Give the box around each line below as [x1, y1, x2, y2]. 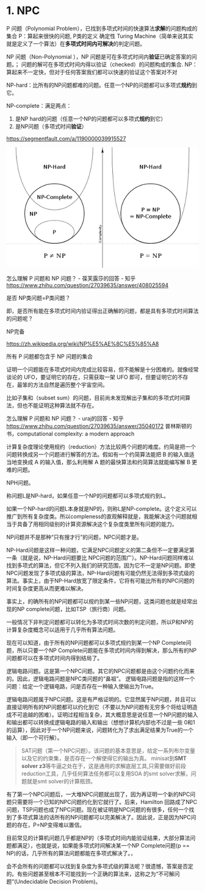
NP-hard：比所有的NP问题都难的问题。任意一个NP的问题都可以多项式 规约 [6, 81, 192, 89]
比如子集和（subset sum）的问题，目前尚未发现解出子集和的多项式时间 [6, 394, 185, 401]
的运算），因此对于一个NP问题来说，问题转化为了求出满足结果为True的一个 [6, 726, 194, 734]
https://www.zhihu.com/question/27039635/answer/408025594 [6, 281, 169, 288]
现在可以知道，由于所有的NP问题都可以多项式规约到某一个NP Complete [6, 639, 186, 646]
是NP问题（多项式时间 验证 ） [15, 122, 87, 130]
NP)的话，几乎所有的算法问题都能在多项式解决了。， [6, 849, 136, 857]
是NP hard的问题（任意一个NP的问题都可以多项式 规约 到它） [15, 115, 167, 122]
